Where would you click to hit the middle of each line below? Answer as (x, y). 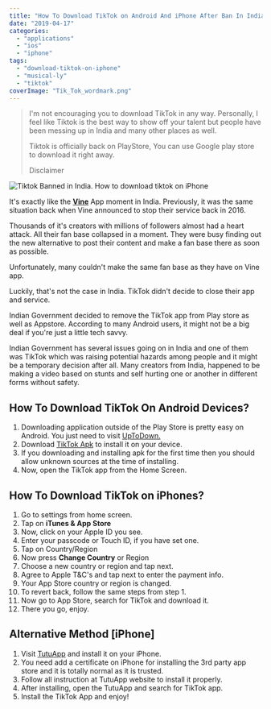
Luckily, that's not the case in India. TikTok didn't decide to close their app (132, 292)
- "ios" (29, 46)
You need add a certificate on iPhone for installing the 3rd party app (133, 662)
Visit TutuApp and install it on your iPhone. (91, 653)
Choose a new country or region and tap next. (97, 566)
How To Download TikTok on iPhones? (107, 495)
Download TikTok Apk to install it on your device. (102, 445)
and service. (30, 300)
